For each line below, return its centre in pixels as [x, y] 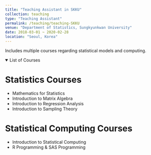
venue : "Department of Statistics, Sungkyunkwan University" [69, 28]
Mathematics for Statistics [38, 93]
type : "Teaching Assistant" [34, 19]
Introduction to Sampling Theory [45, 109]
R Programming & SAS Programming [49, 147]
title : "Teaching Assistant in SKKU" [43, 10]
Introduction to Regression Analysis [48, 103]
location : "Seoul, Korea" [31, 37]
